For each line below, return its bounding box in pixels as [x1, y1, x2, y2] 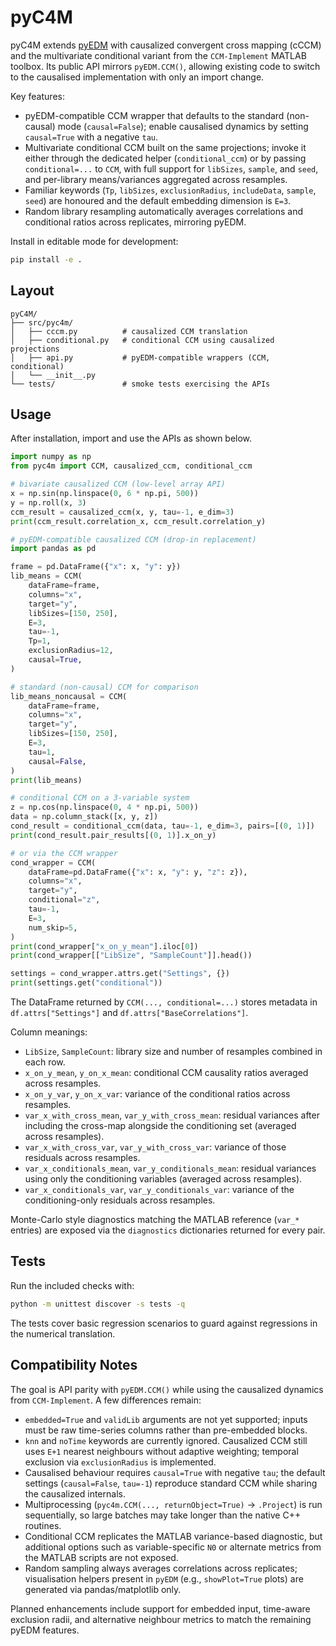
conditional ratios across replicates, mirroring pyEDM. [24, 216, 247, 228]
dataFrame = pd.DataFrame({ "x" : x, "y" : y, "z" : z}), [28, 867, 248, 877]
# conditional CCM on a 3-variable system [10, 793, 190, 803]
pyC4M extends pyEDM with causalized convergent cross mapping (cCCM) [10, 39, 322, 51]
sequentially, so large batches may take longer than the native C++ [24, 1509, 302, 1521]
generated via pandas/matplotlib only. [24, 1583, 182, 1595]
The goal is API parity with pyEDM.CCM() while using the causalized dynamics [10, 1383, 324, 1395]
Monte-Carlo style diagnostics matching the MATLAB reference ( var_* [10, 1214, 300, 1226]
